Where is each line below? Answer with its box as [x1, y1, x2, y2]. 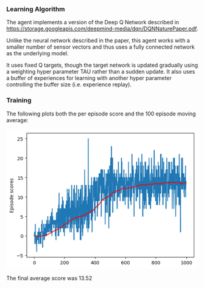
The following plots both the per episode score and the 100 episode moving [6, 110, 196, 117]
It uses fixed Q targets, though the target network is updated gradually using [6, 61, 199, 69]
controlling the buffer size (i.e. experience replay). [6, 81, 132, 88]
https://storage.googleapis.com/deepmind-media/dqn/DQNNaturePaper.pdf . [6, 25, 199, 32]
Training [6, 96, 32, 105]
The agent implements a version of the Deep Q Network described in [6, 19, 180, 26]
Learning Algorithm [6, 5, 65, 13]
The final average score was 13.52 [6, 275, 93, 282]
